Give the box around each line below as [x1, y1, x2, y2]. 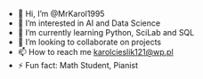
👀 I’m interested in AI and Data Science [17, 18, 161, 28]
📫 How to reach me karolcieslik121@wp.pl [17, 47, 174, 57]
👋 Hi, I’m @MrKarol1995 [17, 9, 105, 19]
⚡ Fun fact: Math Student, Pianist [17, 60, 139, 70]
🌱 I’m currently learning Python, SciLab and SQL [17, 28, 195, 37]
